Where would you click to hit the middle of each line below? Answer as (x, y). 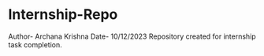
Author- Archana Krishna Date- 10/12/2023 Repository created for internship (132, 36)
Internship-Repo (63, 15)
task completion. (35, 44)
